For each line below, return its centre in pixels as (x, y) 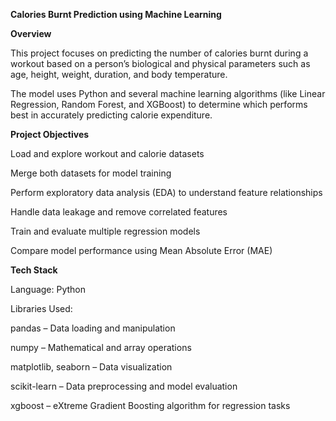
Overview (31, 33)
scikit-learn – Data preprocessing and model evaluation (124, 386)
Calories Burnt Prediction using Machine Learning (116, 14)
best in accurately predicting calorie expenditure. (111, 115)
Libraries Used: (41, 308)
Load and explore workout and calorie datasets (107, 153)
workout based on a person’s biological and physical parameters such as (160, 63)
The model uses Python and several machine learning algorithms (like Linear (168, 93)
